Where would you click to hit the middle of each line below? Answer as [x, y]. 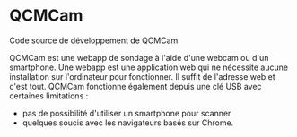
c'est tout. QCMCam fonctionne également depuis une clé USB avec [135, 86]
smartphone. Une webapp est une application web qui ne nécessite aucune [149, 67]
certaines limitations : [49, 96]
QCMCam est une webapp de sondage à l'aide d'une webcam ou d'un [139, 57]
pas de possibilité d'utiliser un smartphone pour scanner [127, 113]
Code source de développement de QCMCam [94, 40]
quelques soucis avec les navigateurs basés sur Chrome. [128, 123]
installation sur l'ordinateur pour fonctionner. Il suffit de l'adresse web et [142, 76]
